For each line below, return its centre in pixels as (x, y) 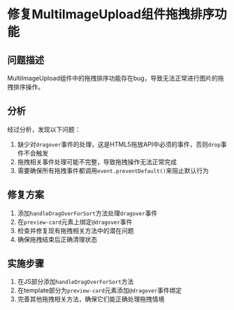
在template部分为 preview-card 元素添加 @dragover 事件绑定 (100, 290)
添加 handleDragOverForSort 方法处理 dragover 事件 (87, 213)
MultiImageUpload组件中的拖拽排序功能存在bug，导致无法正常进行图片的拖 (116, 78)
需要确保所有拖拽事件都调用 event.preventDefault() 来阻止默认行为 (113, 170)
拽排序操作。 (25, 87)
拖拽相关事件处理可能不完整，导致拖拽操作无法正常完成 (97, 161)
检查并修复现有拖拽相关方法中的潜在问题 (75, 230)
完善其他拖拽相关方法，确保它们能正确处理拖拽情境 (91, 299)
